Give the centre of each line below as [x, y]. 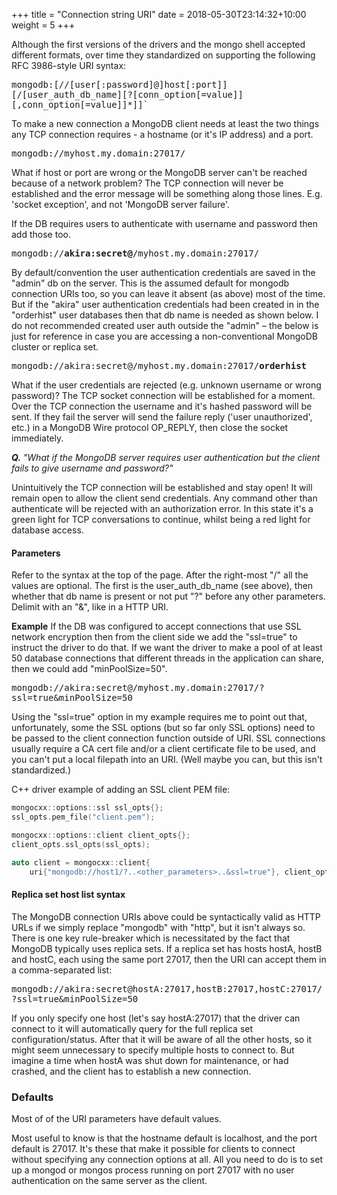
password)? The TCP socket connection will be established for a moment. [163, 395]
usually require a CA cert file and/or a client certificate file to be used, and [163, 749]
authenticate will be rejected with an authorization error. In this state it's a [162, 508]
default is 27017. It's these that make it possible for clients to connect [153, 1148]
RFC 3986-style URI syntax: [69, 65]
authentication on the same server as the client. [109, 1180]
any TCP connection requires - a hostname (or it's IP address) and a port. [162, 134]
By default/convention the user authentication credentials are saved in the [163, 272]
